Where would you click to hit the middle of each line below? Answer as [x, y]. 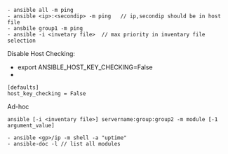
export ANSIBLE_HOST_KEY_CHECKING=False [85, 67]
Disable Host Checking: [41, 54]
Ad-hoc [18, 106]
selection [22, 41]
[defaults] [23, 87]
